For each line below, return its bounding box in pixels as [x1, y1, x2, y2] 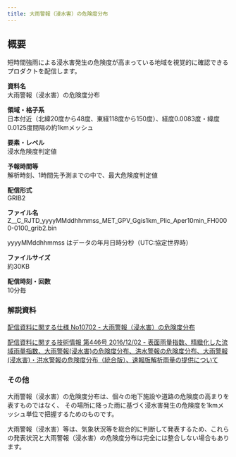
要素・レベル [7, 138, 44, 147]
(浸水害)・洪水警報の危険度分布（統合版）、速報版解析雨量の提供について [7, 355, 218, 364]
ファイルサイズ [7, 253, 51, 262]
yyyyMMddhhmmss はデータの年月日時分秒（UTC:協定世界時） [7, 238, 192, 247]
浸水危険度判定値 [7, 147, 57, 156]
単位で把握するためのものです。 [25, 410, 118, 418]
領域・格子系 [7, 106, 44, 114]
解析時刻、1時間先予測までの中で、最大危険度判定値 [7, 171, 159, 180]
